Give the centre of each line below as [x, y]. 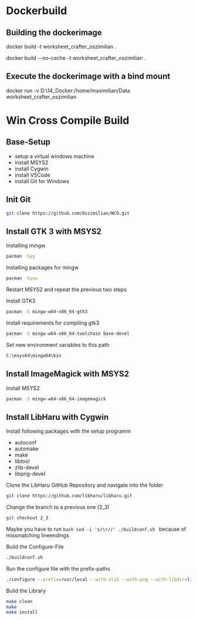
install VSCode [33, 175]
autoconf [26, 443]
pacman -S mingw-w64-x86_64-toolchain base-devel [68, 333]
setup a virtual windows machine [55, 156]
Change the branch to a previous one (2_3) [58, 507]
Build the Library [26, 591]
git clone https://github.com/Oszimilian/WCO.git [68, 213]
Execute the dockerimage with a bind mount [88, 77]
